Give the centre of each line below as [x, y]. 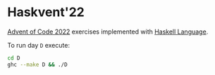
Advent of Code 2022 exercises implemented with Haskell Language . [108, 32]
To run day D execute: [39, 45]
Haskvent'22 [46, 12]
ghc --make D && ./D [38, 64]
